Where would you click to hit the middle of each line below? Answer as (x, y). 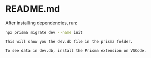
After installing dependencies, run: (41, 23)
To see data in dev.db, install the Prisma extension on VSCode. (76, 51)
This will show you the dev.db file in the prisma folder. (69, 41)
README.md (33, 9)
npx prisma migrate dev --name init (44, 32)
